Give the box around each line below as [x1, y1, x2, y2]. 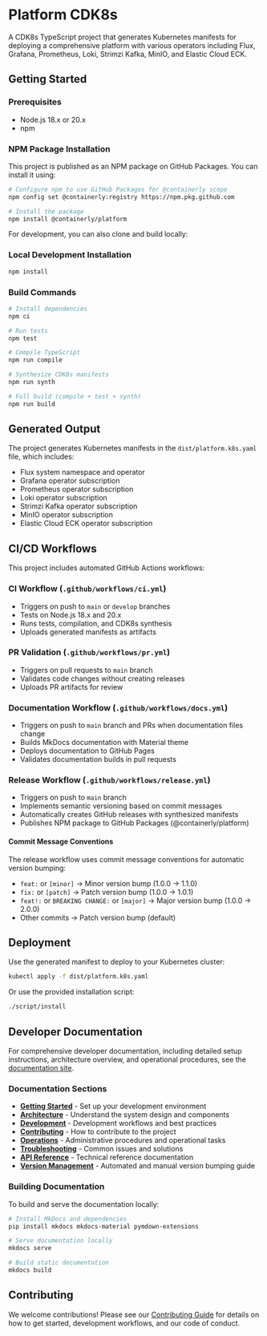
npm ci [8, 312, 30, 320]
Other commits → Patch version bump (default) [19, 913, 176, 922]
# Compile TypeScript [8, 349, 81, 357]
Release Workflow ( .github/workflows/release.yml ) [8, 775, 211, 786]
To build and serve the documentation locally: [8, 1199, 160, 1208]
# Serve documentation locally [8, 1237, 113, 1245]
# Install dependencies [8, 305, 88, 313]
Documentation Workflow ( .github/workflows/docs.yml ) [8, 702, 229, 713]
